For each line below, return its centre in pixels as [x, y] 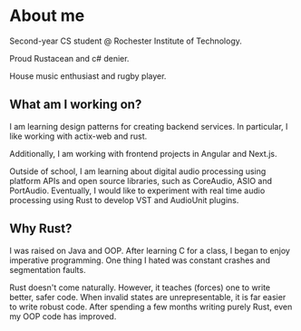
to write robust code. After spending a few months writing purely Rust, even [151, 307]
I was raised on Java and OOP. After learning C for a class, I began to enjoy [150, 250]
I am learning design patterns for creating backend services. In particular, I [149, 126]
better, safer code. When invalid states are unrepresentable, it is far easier [148, 297]
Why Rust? [41, 229]
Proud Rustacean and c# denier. [69, 58]
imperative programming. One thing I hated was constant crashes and [140, 260]
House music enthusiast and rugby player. [88, 76]
